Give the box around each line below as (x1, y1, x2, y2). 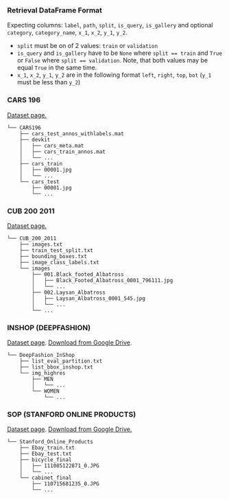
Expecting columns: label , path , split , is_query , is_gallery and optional (7, 21, 213, 30)
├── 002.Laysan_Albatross (32, 289, 106, 296)
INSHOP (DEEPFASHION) (7, 323, 91, 332)
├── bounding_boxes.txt (19, 253, 88, 259)
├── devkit (19, 136, 51, 143)
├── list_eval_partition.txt (19, 358, 103, 365)
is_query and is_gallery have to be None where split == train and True (16, 49, 223, 57)
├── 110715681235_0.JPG (32, 480, 99, 487)
